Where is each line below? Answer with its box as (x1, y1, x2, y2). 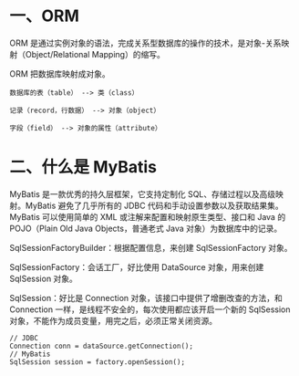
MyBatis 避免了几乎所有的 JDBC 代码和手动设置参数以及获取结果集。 (25, 200, 284, 211)
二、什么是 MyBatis (9, 157, 158, 178)
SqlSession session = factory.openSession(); (9, 357, 185, 367)
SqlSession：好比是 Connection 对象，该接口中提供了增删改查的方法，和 (9, 292, 283, 303)
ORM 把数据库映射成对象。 (9, 68, 111, 79)
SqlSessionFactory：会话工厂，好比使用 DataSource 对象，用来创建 (9, 261, 264, 272)
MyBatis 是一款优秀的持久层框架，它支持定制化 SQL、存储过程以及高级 (9, 188, 276, 199)
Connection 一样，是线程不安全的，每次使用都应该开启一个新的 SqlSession (9, 304, 291, 315)
